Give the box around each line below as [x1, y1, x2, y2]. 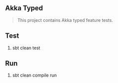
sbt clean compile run [12, 72, 57, 79]
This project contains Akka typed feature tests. [17, 17, 113, 23]
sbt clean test [12, 45, 41, 51]
